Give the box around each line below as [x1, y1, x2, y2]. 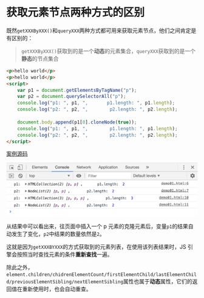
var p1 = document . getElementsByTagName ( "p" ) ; [17, 87, 137, 93]
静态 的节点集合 [21, 55, 59, 62]
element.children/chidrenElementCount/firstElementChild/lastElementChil [6, 271, 197, 277]
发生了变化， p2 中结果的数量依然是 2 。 [11, 230, 105, 237]
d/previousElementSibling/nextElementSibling [6, 279, 123, 285]
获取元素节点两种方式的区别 [6, 5, 145, 19]
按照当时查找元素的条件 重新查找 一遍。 [16, 251, 113, 258]
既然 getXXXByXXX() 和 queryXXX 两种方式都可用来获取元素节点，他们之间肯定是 [6, 27, 197, 34]
